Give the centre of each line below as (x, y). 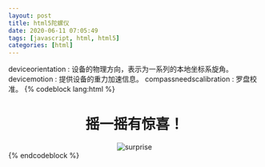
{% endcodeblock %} (44, 156)
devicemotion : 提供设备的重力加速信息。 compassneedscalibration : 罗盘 (129, 79)
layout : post (30, 16)
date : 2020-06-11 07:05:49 (53, 30)
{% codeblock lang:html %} (70, 89)
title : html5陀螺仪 (39, 23)
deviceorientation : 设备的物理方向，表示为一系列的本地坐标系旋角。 (121, 70)
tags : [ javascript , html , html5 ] (64, 38)
